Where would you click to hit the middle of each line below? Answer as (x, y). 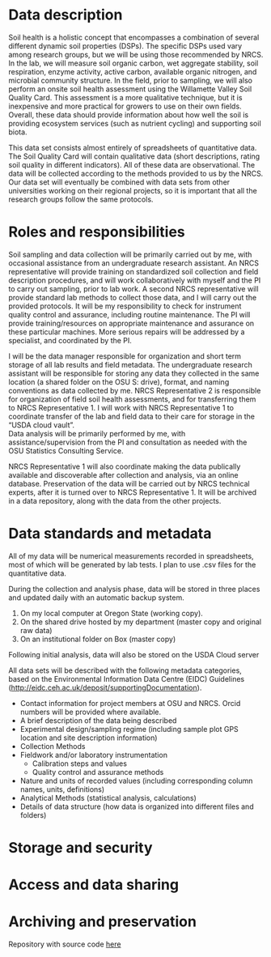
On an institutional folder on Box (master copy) (98, 639)
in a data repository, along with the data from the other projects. (115, 500)
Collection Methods (53, 746)
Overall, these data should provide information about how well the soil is (129, 114)
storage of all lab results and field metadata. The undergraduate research (131, 364)
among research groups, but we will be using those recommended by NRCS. (136, 54)
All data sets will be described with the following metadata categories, (125, 670)
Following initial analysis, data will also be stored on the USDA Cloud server (134, 654)
